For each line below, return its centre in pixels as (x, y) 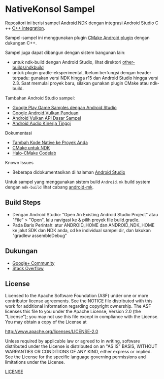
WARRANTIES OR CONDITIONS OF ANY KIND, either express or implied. (78, 352)
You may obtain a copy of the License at (46, 322)
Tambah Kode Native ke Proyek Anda (50, 142)
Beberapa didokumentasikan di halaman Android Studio (69, 172)
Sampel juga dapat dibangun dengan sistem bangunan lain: (65, 52)
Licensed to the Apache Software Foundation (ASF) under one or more (77, 296)
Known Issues (19, 162)
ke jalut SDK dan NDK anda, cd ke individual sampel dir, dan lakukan (82, 230)
